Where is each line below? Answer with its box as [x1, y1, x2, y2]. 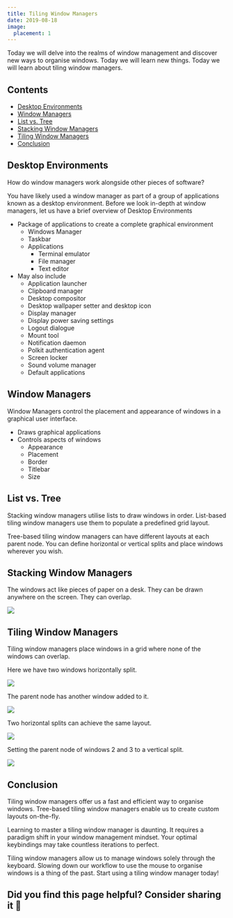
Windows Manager [27, 227, 82, 236]
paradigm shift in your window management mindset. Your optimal [7, 833, 198, 841]
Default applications [27, 368, 86, 377]
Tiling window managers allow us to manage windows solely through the [7, 854, 216, 862]
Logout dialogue [27, 324, 75, 332]
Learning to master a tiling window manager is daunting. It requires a [7, 825, 204, 834]
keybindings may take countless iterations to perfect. [7, 840, 159, 848]
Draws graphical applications [17, 428, 101, 436]
